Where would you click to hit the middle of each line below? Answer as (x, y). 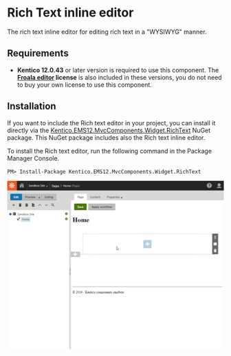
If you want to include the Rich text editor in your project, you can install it (111, 123)
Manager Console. (33, 158)
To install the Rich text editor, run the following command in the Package (109, 151)
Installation (32, 106)
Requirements (38, 53)
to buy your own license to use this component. (85, 85)
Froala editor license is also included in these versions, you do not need (119, 77)
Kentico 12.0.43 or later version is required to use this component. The (118, 70)
